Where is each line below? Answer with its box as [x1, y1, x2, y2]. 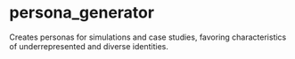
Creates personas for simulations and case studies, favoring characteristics [9, 32, 287, 42]
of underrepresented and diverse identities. [9, 41, 169, 51]
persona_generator [9, 3, 154, 23]
